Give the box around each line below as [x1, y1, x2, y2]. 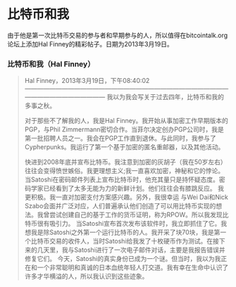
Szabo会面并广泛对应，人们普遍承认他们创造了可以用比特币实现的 [24, 202, 216, 210]
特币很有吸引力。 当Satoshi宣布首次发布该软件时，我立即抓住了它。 [24, 219, 221, 228]
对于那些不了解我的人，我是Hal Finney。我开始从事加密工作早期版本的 [24, 117, 229, 125]
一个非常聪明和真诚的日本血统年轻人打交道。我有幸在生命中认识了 [37, 263, 229, 272]
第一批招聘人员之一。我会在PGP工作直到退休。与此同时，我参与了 [24, 134, 217, 143]
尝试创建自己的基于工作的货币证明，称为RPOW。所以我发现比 [49, 210, 229, 219]
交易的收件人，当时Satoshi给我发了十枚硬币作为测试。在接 [49, 237, 220, 245]
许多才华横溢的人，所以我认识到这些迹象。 [24, 272, 149, 281]
